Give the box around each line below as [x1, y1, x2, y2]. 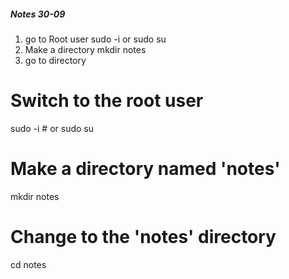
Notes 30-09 [10, 8, 66, 20]
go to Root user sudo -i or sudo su [24, 33, 167, 45]
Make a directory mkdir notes [24, 43, 147, 55]
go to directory [24, 54, 87, 66]
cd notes [10, 258, 47, 270]
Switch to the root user [10, 90, 204, 112]
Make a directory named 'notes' [10, 158, 281, 180]
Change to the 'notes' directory [10, 226, 277, 249]
